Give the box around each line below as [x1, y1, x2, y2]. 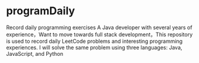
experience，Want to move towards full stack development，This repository [6, 31, 193, 38]
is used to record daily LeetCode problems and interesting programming [6, 37, 183, 45]
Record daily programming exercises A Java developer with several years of [6, 24, 192, 31]
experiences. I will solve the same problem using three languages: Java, [6, 43, 182, 51]
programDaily [6, 4, 75, 18]
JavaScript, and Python [6, 50, 64, 57]
